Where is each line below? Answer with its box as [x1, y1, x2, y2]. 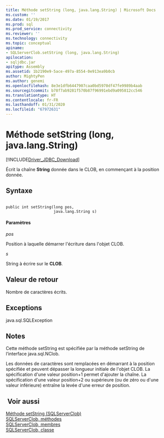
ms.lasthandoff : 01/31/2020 [6, 102, 65, 107]
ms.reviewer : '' [6, 31, 40, 36]
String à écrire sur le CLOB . [6, 260, 63, 266]
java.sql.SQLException [6, 317, 53, 323]
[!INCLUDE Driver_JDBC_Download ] [6, 156, 80, 162]
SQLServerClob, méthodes [6, 416, 62, 422]
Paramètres [6, 220, 31, 226]
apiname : [6, 45, 24, 50]
